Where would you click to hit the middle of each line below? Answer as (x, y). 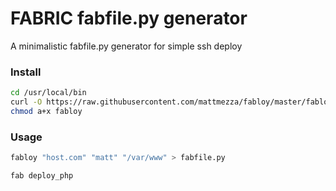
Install (26, 72)
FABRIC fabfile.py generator (129, 18)
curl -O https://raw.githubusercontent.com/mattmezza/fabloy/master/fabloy (171, 102)
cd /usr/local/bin (48, 93)
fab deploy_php (42, 176)
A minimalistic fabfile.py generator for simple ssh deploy (126, 46)
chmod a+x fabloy (46, 111)
